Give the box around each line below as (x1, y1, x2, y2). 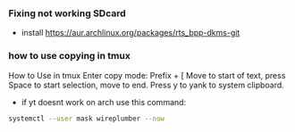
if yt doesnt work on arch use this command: (21, 96, 187, 107)
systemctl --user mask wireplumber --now (8, 114, 165, 123)
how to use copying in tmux (8, 50, 131, 62)
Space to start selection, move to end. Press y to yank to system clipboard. (8, 79, 285, 90)
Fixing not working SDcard (8, 7, 126, 20)
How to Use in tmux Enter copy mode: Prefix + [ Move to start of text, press (8, 70, 286, 80)
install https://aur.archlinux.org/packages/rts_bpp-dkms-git (21, 28, 240, 38)
